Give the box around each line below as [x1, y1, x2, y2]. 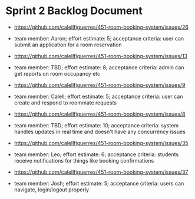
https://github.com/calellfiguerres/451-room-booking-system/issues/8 [14, 110, 186, 117]
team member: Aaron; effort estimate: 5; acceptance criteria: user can [14, 35, 184, 42]
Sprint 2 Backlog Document [5, 4, 143, 18]
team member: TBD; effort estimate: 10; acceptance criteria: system [14, 122, 179, 129]
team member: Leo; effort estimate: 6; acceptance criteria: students [14, 151, 179, 158]
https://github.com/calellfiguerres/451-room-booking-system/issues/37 [14, 168, 189, 176]
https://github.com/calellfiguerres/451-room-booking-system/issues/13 [14, 52, 188, 59]
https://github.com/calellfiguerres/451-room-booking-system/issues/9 [14, 81, 186, 89]
